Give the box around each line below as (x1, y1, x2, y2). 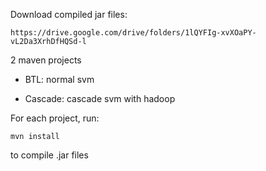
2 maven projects (10, 54, 82, 66)
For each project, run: (10, 112, 100, 124)
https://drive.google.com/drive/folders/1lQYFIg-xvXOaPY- (10, 28, 257, 38)
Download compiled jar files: (10, 9, 128, 20)
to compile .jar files (10, 149, 89, 161)
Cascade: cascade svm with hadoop (24, 93, 176, 104)
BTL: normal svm (24, 74, 95, 85)
